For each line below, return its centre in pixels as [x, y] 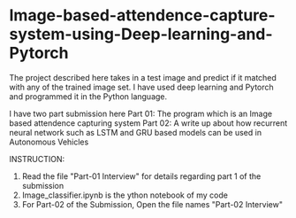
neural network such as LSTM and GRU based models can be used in [136, 132]
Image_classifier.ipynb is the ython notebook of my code [125, 195]
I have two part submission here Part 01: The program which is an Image [140, 113]
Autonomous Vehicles [49, 142]
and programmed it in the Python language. [88, 96]
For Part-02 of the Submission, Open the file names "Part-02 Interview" [152, 204]
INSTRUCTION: [37, 159]
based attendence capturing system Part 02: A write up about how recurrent [148, 123]
